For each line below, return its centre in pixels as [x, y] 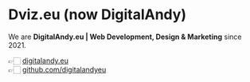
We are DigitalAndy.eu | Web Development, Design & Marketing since [125, 37]
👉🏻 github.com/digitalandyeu [57, 69]
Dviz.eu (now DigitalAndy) [98, 15]
